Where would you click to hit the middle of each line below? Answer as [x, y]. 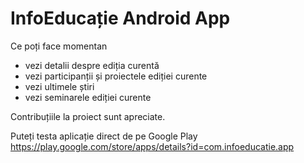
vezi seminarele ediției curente [88, 97]
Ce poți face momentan [59, 46]
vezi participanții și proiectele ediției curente [116, 76]
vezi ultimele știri [59, 86]
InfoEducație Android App [120, 18]
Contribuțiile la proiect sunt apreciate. [88, 116]
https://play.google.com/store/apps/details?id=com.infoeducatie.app [152, 146]
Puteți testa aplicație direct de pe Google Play [104, 136]
